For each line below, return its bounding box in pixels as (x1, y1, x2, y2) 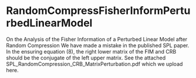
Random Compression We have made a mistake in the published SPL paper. (6, 42, 190, 49)
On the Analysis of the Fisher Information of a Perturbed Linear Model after (6, 36, 188, 42)
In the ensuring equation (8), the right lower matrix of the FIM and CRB (6, 48, 177, 55)
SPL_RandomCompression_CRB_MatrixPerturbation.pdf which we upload (6, 60, 183, 68)
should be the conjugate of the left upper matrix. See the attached (6, 54, 166, 61)
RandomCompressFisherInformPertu (6, 4, 191, 17)
